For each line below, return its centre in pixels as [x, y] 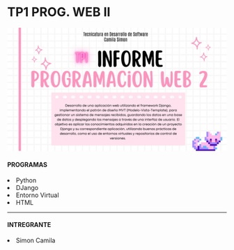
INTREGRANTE [29, 225]
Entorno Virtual [38, 195]
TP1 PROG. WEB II [59, 12]
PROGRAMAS [27, 165]
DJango [28, 187]
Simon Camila [36, 240]
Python [26, 180]
